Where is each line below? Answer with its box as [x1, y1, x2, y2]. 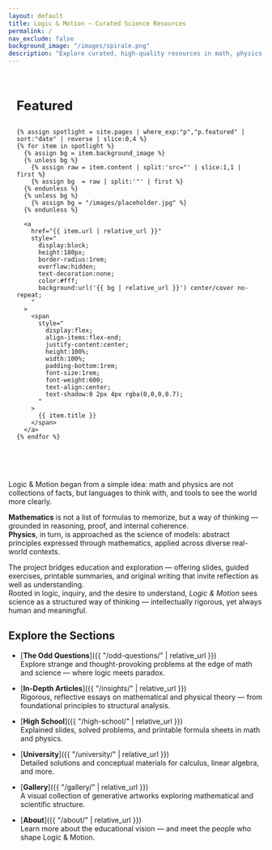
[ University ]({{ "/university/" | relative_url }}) [19, 749, 170, 758]
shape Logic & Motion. [19, 832, 96, 842]
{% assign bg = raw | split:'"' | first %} [31, 177, 184, 186]
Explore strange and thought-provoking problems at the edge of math [19, 659, 253, 668]
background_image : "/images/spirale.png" [8, 42, 151, 50]
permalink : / [8, 27, 53, 35]
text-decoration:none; [37, 270, 115, 278]
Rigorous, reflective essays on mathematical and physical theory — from [19, 692, 263, 702]
